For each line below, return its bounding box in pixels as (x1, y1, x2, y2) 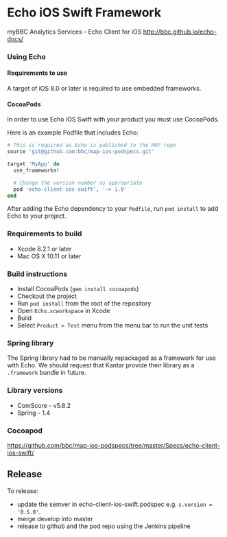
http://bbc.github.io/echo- (143, 27, 217, 36)
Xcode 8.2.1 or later (16, 244, 72, 253)
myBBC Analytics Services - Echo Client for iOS (7, 27, 142, 36)
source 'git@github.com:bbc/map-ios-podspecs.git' (7, 148, 155, 155)
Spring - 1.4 (16, 409, 51, 417)
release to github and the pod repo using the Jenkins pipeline (16, 522, 191, 530)
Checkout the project (16, 292, 77, 300)
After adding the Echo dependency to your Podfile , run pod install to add (7, 205, 219, 213)
